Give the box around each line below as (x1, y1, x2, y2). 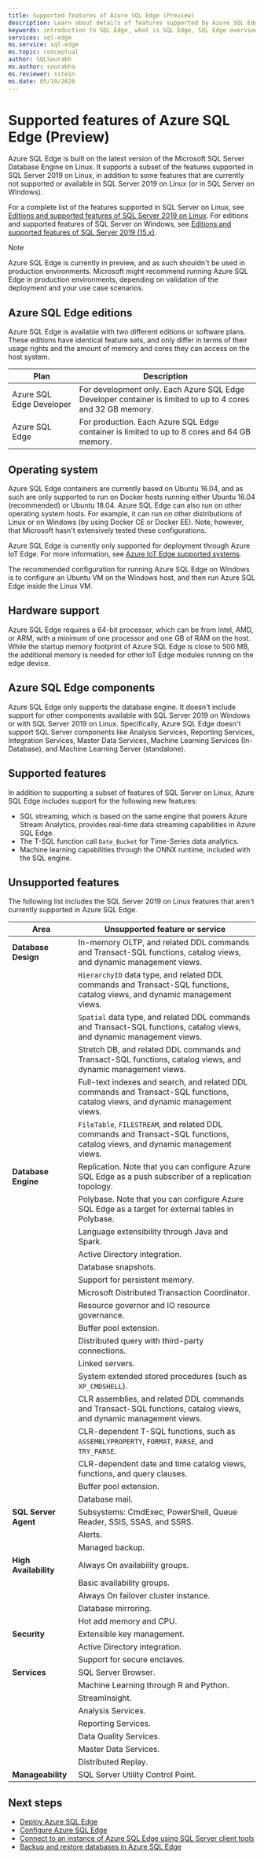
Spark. (78, 1236, 102, 1247)
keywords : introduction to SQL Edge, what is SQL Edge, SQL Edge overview (8, 26, 258, 34)
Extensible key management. (78, 1628, 185, 1639)
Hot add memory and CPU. (78, 1616, 178, 1627)
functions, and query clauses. (78, 1469, 188, 1480)
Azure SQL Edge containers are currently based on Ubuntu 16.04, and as (8, 484, 244, 493)
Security (12, 1628, 46, 1639)
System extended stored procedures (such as (78, 1371, 247, 1382)
